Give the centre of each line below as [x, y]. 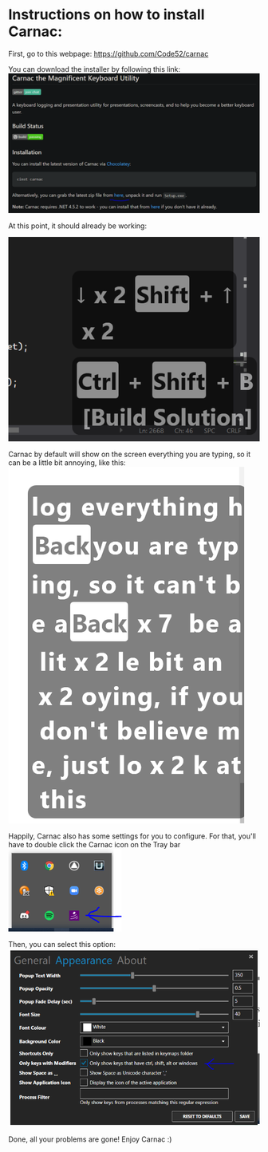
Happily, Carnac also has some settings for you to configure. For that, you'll [132, 836]
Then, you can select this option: [62, 944]
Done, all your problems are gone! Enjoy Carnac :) [90, 1139]
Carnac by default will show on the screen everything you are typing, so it [130, 454]
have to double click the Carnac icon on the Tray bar [95, 844]
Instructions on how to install [106, 15]
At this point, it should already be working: [78, 226]
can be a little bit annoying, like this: [67, 462]
